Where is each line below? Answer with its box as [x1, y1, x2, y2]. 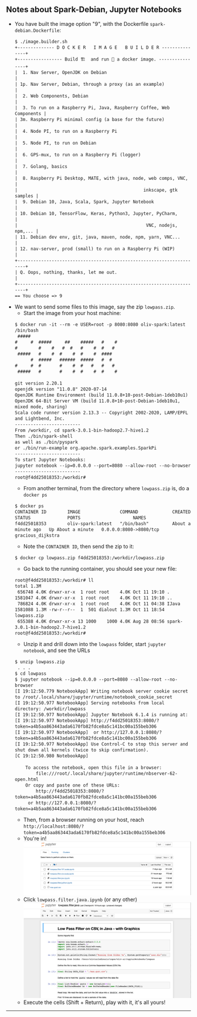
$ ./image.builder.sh [14, 38, 67, 45]
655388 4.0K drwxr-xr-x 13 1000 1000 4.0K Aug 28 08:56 [17, 618, 165, 624]
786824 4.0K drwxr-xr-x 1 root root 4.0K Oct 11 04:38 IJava [17, 601, 181, 607]
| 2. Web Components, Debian [14, 93, 89, 99]
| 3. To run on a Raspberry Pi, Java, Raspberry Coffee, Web [14, 105, 170, 111]
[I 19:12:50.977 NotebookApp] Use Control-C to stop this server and [14, 741, 189, 747]
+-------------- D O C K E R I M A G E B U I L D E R [14, 44, 159, 51]
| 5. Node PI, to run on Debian [14, 140, 97, 146]
